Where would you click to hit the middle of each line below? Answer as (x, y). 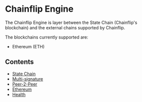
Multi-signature (28, 79)
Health (19, 94)
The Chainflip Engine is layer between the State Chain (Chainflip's (71, 22)
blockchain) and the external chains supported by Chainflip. (65, 27)
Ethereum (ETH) (28, 46)
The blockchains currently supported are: (47, 37)
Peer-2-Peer (25, 84)
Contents (20, 62)
